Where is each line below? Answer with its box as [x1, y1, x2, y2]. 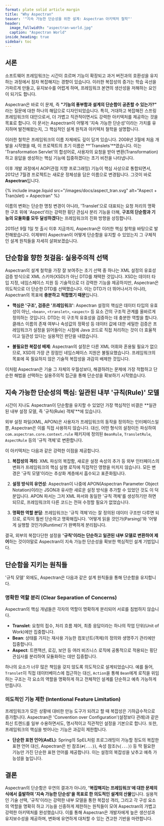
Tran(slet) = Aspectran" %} [5, 193, 60, 199]
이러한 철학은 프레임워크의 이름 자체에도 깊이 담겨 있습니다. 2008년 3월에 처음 [5, 136, 154, 142]
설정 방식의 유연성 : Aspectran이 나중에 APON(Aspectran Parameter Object [12, 481, 159, 487]
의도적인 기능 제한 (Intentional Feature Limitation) [5, 696, 121, 703]
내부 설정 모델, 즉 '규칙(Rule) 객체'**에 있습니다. [10, 408, 102, 414]
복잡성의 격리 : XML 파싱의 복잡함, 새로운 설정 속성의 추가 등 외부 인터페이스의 [12, 458, 160, 464]
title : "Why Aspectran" [5, 12, 54, 17]
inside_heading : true [5, 35, 49, 40]
